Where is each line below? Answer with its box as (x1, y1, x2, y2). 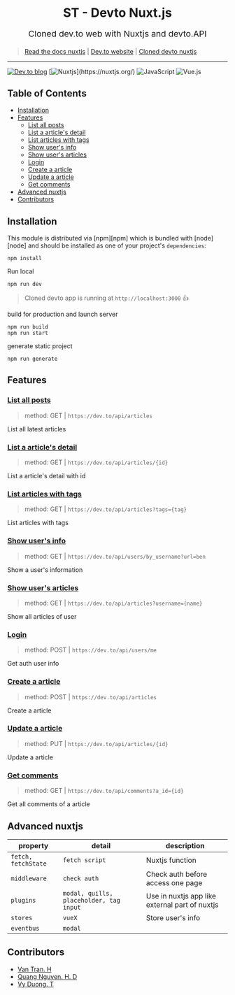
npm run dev (7, 281, 42, 288)
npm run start (7, 330, 49, 337)
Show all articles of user (7, 612, 77, 620)
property (18, 840, 49, 850)
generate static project (7, 342, 73, 350)
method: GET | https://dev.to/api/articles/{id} (24, 458, 169, 466)
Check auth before (145, 869, 208, 879)
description (165, 840, 205, 850)
